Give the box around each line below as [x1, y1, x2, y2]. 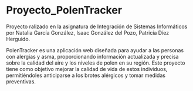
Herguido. [6, 35, 31, 42]
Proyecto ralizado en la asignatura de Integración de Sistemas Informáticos [6, 23, 188, 30]
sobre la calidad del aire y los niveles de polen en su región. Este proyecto [6, 59, 185, 66]
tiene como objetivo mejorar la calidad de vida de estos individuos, [6, 65, 168, 72]
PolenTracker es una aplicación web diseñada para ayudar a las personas [6, 46, 184, 53]
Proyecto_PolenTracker [6, 4, 122, 17]
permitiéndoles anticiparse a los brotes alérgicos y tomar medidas [6, 72, 166, 79]
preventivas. [6, 77, 36, 85]
